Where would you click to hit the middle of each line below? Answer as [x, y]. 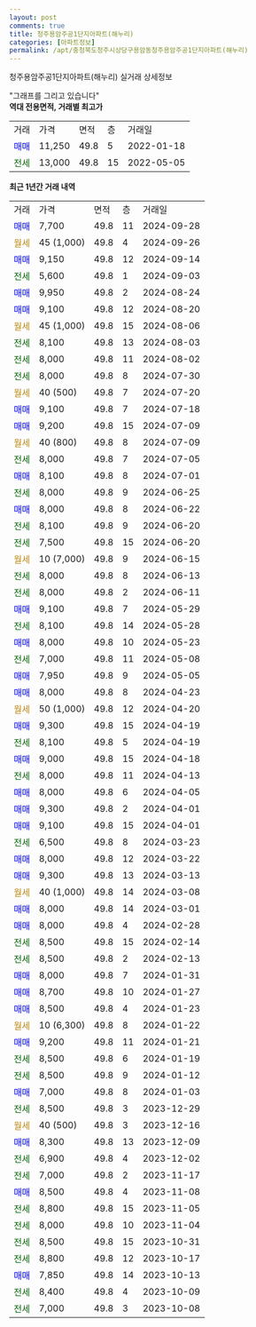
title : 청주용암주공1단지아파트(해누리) [72, 34]
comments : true [37, 26]
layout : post [33, 17]
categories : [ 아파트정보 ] [52, 42]
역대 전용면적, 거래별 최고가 [56, 107]
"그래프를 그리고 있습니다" [54, 96]
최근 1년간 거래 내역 [43, 187]
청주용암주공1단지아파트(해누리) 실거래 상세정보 [91, 77]
